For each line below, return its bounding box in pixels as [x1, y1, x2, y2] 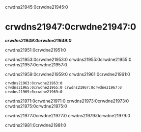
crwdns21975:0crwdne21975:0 [5, 103, 67, 109]
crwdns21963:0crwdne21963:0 [5, 80, 63, 85]
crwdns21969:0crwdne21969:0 [5, 89, 63, 94]
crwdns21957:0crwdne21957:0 [5, 61, 67, 68]
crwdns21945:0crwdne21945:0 [5, 4, 68, 10]
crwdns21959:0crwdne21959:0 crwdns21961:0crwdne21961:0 [5, 71, 130, 77]
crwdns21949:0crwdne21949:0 [5, 37, 72, 43]
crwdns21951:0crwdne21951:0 [5, 47, 66, 53]
